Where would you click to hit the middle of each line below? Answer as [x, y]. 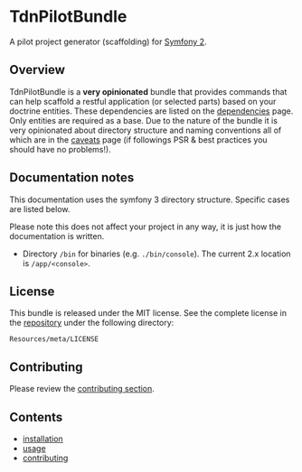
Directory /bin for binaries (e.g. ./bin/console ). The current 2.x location [156, 254]
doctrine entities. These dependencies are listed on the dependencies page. [151, 111]
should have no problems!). [60, 149]
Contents [36, 417]
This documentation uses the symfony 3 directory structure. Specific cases [150, 199]
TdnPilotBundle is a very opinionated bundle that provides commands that [148, 91]
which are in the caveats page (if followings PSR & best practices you [139, 139]
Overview [38, 70]
